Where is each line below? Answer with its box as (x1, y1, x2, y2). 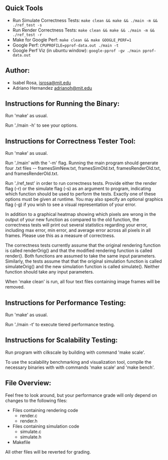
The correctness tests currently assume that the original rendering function (5, 243, 161, 249)
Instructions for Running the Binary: (5, 100, 120, 108)
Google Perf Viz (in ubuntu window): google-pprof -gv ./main (12, 47, 141, 53)
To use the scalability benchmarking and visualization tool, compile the (5, 359, 151, 365)
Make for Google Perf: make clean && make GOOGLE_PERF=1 (12, 37, 132, 43)
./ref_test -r (12, 32, 42, 37)
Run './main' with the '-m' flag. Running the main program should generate (5, 160, 158, 166)
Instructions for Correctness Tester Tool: (5, 137, 136, 145)
